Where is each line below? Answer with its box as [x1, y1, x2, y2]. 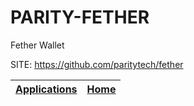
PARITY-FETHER [10, 6, 150, 29]
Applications [15, 82, 78, 96]
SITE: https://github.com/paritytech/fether [10, 58, 184, 70]
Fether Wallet [10, 39, 65, 51]
